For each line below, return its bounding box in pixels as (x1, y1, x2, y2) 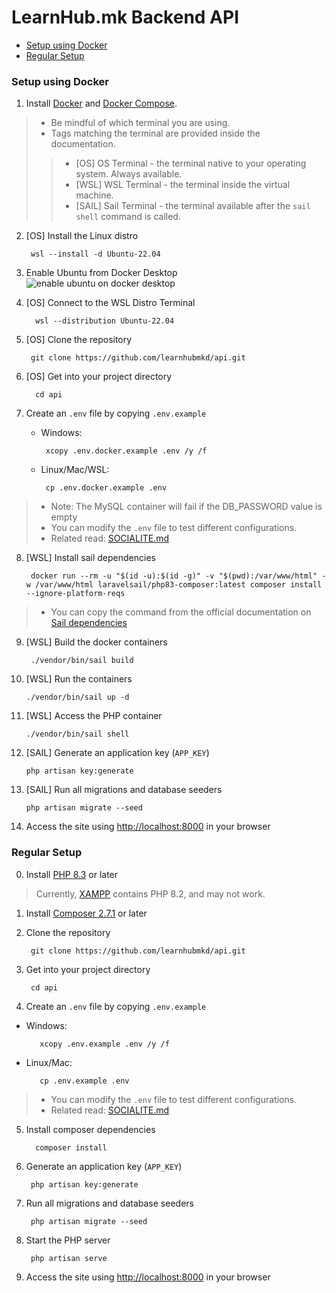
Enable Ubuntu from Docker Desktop (25, 267, 178, 279)
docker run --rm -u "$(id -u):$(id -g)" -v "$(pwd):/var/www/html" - (30, 571, 327, 581)
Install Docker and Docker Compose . (25, 97, 178, 110)
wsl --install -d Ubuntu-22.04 (30, 249, 161, 260)
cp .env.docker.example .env (45, 483, 168, 493)
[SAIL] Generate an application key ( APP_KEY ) (25, 747, 210, 759)
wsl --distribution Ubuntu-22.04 (35, 316, 175, 326)
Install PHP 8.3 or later (25, 868, 119, 880)
